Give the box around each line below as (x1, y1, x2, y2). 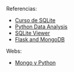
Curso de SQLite (14, 17, 55, 23)
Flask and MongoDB (14, 36, 65, 43)
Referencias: (6, 5, 38, 12)
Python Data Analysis (14, 23, 67, 30)
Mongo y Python (14, 59, 56, 66)
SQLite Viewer (14, 29, 50, 37)
